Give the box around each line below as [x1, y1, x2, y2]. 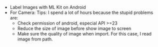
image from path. [17, 36, 53, 42]
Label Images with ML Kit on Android [9, 4, 86, 10]
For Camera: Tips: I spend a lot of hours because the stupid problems [9, 9, 153, 15]
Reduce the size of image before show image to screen [17, 25, 131, 31]
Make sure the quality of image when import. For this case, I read [17, 31, 151, 36]
